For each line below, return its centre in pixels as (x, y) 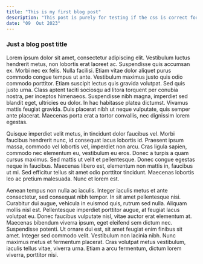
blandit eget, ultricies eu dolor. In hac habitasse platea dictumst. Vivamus (97, 102)
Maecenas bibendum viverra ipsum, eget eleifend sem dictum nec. (89, 222)
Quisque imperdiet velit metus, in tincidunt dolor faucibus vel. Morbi (91, 133)
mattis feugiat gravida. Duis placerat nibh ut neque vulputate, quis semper (98, 109)
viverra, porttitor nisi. (32, 254)
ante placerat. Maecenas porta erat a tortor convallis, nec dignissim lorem (98, 115)
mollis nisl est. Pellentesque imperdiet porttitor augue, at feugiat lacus (93, 210)
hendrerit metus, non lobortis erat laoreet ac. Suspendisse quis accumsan (98, 64)
